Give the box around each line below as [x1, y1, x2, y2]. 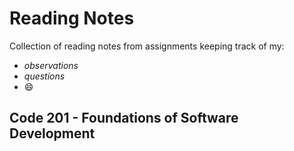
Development [9, 125, 96, 142]
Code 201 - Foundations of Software [9, 110, 239, 127]
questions [23, 70, 66, 82]
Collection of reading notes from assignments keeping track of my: [9, 40, 285, 52]
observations [23, 59, 79, 71]
